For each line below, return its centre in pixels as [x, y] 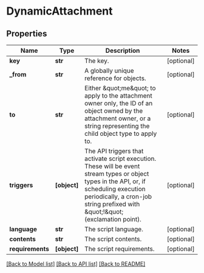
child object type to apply [121, 133]
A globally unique [110, 71]
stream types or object [117, 174]
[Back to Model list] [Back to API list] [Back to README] [76, 264]
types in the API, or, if [115, 181]
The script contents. [113, 239]
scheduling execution [115, 189]
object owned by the [114, 111]
